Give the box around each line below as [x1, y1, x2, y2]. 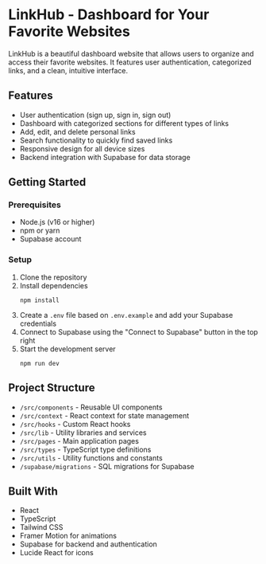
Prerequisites [8, 199, 61, 210]
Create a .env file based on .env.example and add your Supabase [19, 310, 233, 319]
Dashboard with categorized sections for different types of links [19, 118, 229, 128]
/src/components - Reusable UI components [19, 402, 163, 412]
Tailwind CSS [19, 523, 64, 532]
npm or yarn [19, 225, 60, 236]
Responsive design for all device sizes [19, 143, 145, 153]
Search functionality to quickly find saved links [19, 135, 173, 145]
